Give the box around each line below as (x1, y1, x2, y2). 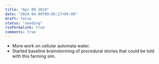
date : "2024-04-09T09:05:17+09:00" (5, 12, 78, 16)
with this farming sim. (12, 53, 56, 59)
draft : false (5, 16, 32, 21)
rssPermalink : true (5, 25, 45, 30)
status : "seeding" (5, 20, 43, 26)
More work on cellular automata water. (12, 43, 90, 48)
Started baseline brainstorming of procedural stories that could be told (12, 48, 155, 54)
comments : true (5, 30, 36, 34)
